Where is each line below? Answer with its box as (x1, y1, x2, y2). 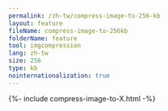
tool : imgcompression (8, 42, 82, 50)
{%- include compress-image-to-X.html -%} (8, 93, 156, 103)
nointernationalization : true (8, 72, 111, 80)
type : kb (8, 64, 38, 72)
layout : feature (8, 19, 63, 27)
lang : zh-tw (8, 49, 48, 57)
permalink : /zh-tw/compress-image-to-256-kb (8, 11, 161, 20)
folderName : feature (8, 34, 78, 43)
